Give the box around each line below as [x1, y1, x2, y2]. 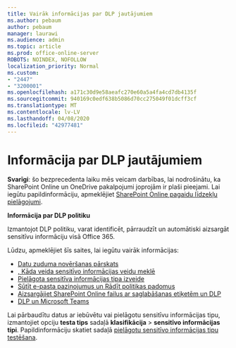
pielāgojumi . [7, 198, 43, 206]
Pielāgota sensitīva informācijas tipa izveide [17, 275, 145, 283]
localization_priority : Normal [7, 63, 99, 70]
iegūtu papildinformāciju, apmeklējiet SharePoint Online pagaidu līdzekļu [7, 190, 218, 199]
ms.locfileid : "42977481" [7, 121, 83, 129]
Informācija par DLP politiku [7, 211, 90, 220]
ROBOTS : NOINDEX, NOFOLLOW [7, 56, 87, 63]
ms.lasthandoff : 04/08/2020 [7, 115, 90, 122]
